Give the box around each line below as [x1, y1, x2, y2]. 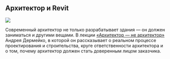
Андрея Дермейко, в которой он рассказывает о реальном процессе [5, 37, 156, 43]
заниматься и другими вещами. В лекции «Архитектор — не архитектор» [5, 32, 165, 38]
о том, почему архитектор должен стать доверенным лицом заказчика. [5, 47, 161, 54]
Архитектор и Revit [5, 4, 69, 12]
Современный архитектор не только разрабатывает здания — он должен [5, 26, 165, 32]
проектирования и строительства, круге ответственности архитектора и [5, 42, 163, 48]
